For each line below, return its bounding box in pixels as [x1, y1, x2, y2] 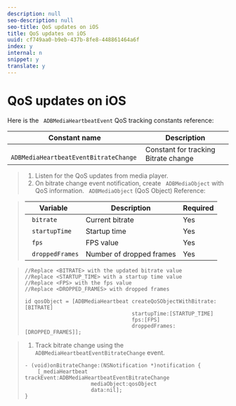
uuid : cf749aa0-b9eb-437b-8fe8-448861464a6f [7, 37, 140, 44]
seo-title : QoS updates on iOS [7, 23, 99, 30]
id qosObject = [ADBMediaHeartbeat [24, 298, 129, 305]
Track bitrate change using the [34, 341, 124, 349]
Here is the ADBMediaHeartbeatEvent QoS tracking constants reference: [7, 116, 214, 124]
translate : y [7, 63, 46, 70]
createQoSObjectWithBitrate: [131, 298, 217, 305]
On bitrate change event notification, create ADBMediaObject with [34, 178, 224, 187]
